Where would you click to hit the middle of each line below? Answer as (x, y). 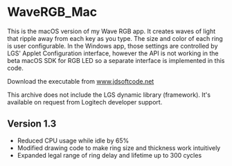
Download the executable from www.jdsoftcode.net (81, 81)
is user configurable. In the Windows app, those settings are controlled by (113, 46)
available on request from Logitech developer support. (85, 102)
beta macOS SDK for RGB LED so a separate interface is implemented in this (116, 60)
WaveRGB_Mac (52, 12)
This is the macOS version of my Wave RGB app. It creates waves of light (111, 31)
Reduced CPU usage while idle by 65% (73, 140)
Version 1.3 (32, 124)
